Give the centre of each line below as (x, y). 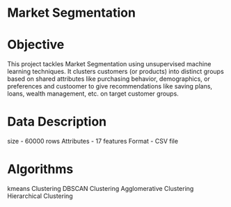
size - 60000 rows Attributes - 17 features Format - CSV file (93, 141)
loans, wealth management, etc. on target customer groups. (93, 94)
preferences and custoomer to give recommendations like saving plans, (110, 86)
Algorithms (40, 169)
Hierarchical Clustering (40, 196)
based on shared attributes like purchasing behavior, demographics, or (109, 79)
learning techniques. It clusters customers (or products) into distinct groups (115, 72)
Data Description (57, 122)
